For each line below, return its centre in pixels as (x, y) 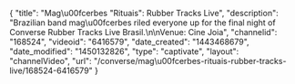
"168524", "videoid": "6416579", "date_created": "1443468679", (129, 42)
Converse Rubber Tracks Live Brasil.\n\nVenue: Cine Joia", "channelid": (143, 32)
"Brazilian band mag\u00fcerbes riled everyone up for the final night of (142, 23)
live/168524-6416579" (51, 70)
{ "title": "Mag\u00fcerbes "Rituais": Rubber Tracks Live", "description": (144, 13)
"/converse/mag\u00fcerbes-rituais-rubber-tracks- (190, 61)
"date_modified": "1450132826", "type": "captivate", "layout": (124, 51)
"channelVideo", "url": (51, 61)
